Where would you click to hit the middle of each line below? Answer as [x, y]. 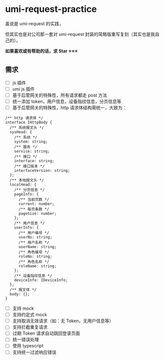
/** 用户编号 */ [34, 233]
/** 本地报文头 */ [27, 180]
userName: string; [37, 247]
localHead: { [23, 185]
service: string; [32, 151]
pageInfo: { [26, 194]
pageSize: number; [37, 214]
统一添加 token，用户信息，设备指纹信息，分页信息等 [67, 101]
